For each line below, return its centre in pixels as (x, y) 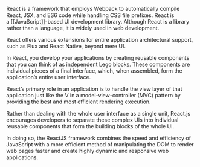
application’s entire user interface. (49, 77)
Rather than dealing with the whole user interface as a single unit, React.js (98, 113)
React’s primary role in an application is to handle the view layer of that (94, 89)
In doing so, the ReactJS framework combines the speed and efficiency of (99, 138)
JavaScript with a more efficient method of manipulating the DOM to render (100, 144)
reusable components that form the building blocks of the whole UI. (90, 126)
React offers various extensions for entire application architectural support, (100, 40)
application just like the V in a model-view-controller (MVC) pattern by (94, 95)
